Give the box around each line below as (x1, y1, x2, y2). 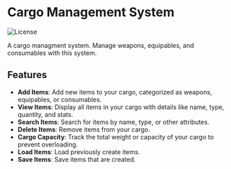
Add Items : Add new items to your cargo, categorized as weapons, (17, 87, 213, 96)
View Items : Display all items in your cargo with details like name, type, (17, 103, 225, 111)
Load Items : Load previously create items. (17, 147, 141, 156)
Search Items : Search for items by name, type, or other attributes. (17, 118, 210, 126)
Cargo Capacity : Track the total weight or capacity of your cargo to (17, 132, 214, 141)
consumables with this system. (7, 49, 97, 57)
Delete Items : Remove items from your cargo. (17, 125, 151, 134)
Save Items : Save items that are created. (17, 155, 136, 163)
